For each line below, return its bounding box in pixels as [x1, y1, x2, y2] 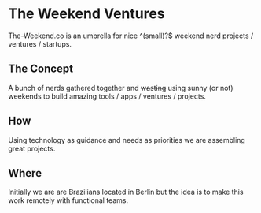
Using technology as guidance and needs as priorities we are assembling [8, 135, 245, 144]
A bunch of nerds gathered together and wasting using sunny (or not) [8, 83, 233, 92]
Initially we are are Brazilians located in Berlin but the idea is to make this [8, 187, 244, 197]
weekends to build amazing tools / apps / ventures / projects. [8, 92, 207, 101]
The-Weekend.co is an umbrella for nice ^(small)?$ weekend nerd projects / [8, 31, 254, 40]
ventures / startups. [8, 39, 72, 48]
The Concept [8, 62, 73, 76]
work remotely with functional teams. [8, 196, 128, 205]
